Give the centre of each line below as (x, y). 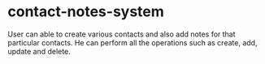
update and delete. (39, 51)
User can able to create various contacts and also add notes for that (122, 34)
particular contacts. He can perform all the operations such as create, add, (132, 42)
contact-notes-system (86, 12)
